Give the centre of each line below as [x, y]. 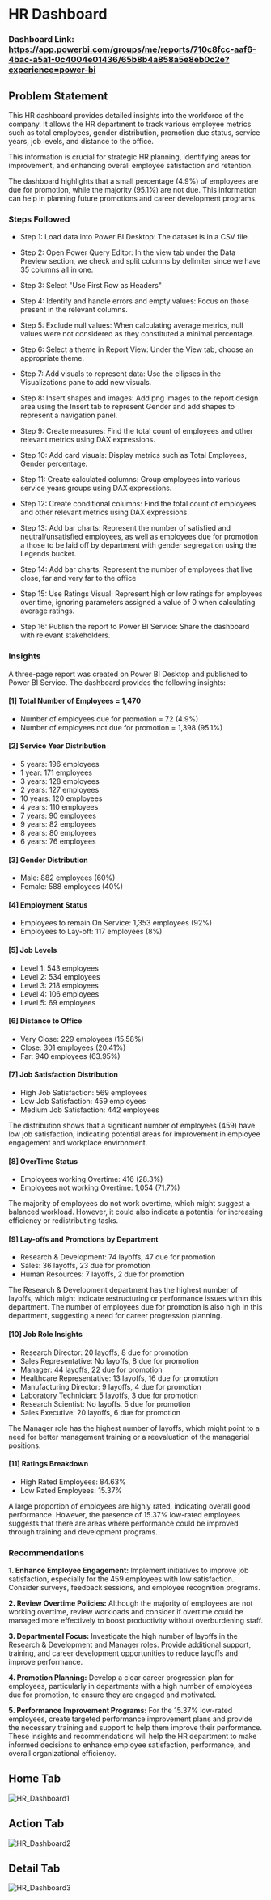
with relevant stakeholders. [65, 635]
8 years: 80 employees [58, 832]
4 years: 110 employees [59, 806]
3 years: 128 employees [59, 781]
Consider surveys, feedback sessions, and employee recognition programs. [134, 1588]
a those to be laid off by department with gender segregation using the [138, 545]
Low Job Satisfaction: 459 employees [83, 1101]
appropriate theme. [52, 358]
